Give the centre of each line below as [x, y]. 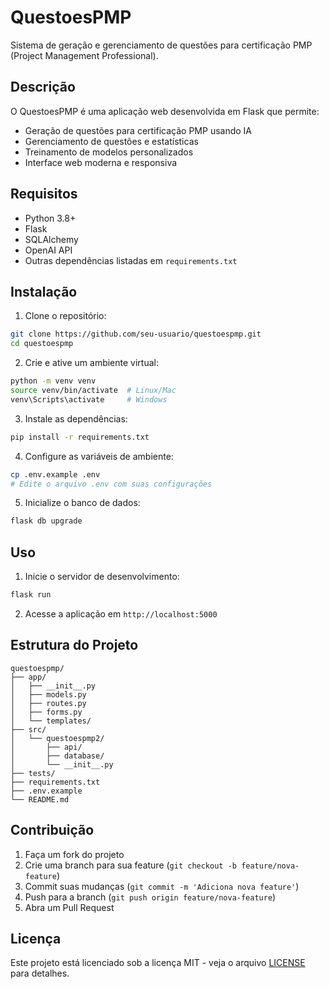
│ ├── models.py [48, 694]
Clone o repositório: [65, 316]
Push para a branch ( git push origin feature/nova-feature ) [150, 897]
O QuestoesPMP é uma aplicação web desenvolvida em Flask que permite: [165, 111]
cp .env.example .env [55, 474]
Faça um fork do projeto [74, 854]
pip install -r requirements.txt [80, 437]
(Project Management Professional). [84, 55]
